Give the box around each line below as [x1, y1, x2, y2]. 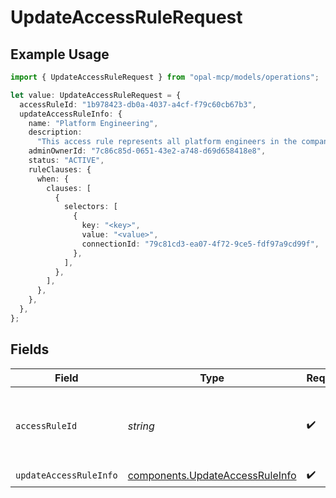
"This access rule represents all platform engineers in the [36, 137, 298, 147]
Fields [10, 341, 50, 358]
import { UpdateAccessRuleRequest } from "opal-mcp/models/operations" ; [10, 72, 320, 82]
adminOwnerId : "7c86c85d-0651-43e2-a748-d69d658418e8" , [28, 146, 267, 156]
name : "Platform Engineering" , [28, 118, 159, 128]
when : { [36, 174, 70, 184]
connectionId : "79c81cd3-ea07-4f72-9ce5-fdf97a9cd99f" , [81, 239, 320, 249]
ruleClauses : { [28, 164, 92, 175]
